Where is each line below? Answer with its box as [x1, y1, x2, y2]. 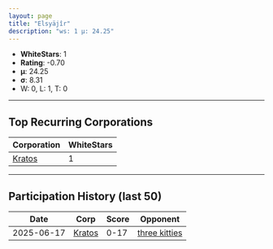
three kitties [136, 227, 183, 238]
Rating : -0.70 [19, 58, 65, 68]
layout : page [8, 11, 53, 20]
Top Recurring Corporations [8, 115, 154, 129]
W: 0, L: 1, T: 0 [19, 84, 68, 94]
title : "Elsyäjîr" [8, 20, 71, 28]
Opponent [140, 213, 180, 225]
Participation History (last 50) [8, 189, 162, 203]
